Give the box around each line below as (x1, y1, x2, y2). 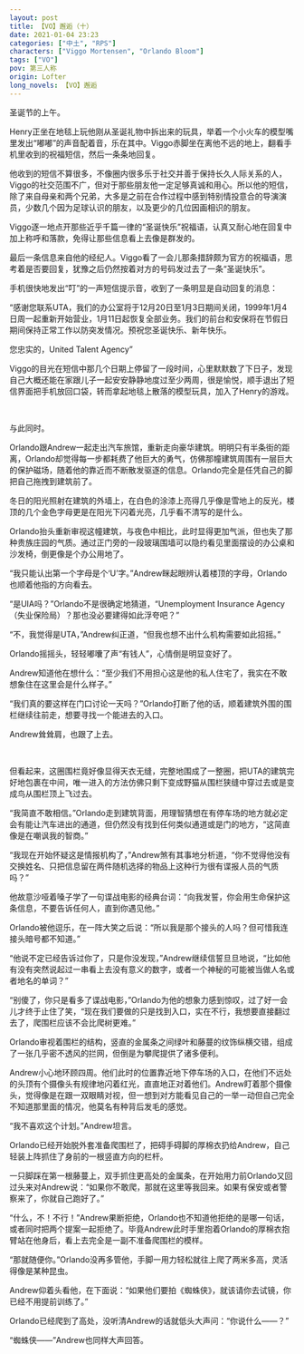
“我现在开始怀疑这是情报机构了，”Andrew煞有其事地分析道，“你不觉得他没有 (9, 849, 291, 860)
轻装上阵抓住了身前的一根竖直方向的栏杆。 (9, 1151, 168, 1162)
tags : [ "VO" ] (9, 55, 59, 64)
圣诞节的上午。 (9, 106, 65, 118)
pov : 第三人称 (9, 64, 57, 73)
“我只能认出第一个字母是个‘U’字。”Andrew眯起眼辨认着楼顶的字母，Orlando (9, 568, 288, 579)
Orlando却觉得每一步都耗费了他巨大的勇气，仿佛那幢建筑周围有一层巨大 (24, 453, 293, 463)
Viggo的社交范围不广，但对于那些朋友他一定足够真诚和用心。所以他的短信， (9, 179, 293, 190)
